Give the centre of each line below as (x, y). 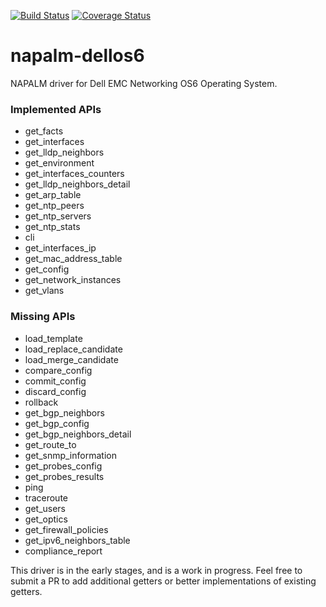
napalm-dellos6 (77, 56)
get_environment (59, 163)
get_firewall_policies (66, 529)
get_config (47, 269)
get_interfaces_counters (74, 174)
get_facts (44, 131)
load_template (53, 338)
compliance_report (63, 551)
